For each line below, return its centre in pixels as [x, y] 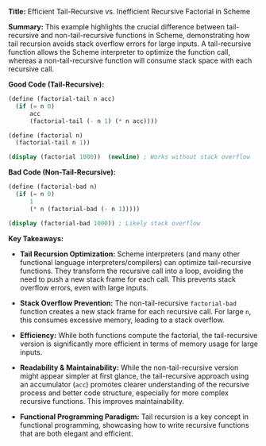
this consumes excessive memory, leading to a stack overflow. [122, 320]
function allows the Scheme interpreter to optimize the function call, [120, 52]
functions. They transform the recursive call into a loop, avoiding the [131, 271]
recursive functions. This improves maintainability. [102, 401]
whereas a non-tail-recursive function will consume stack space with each [130, 60]
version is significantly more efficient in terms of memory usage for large [139, 344]
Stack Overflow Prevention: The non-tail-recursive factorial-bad [128, 303]
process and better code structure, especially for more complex [124, 393]
